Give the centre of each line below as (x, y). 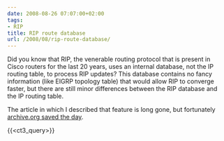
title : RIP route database (46, 33)
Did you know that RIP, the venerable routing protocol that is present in (109, 59)
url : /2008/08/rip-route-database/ (59, 40)
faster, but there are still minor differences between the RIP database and (112, 89)
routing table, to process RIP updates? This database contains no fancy (110, 74)
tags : (15, 20)
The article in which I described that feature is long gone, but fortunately (111, 110)
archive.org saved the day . (45, 117)
